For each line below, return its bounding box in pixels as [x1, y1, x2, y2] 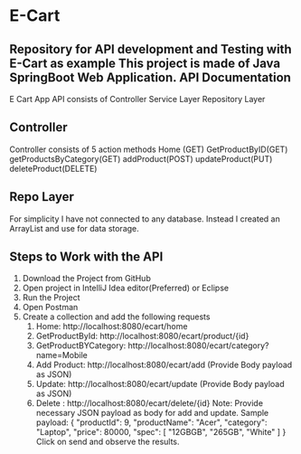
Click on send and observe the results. [35, 436, 180, 448]
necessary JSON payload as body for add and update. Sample [35, 408, 269, 419]
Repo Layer [9, 189, 75, 204]
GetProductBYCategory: [35, 340, 127, 351]
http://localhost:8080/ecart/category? [127, 340, 269, 351]
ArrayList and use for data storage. [9, 222, 140, 233]
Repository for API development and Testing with [9, 42, 292, 57]
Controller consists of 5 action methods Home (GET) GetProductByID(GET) [9, 144, 288, 155]
